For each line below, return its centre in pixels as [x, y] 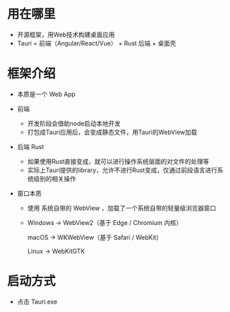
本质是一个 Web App [46, 94]
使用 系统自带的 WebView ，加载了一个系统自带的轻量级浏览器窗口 [122, 208]
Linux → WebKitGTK [56, 251]
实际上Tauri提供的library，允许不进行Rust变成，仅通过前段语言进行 [122, 170]
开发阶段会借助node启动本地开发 [74, 123]
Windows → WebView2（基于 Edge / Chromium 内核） [105, 222]
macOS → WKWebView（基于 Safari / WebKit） [95, 237]
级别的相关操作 [55, 178]
